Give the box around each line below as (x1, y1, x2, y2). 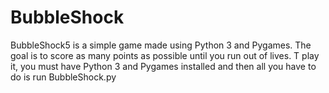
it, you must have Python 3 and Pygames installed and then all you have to (10, 60, 317, 72)
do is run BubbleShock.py (10, 71, 117, 83)
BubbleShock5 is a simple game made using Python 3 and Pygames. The (10, 39, 312, 51)
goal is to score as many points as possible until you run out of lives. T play (10, 49, 320, 61)
